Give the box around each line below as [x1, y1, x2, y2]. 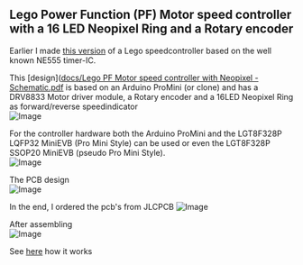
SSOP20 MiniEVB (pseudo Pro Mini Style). [9, 147, 166, 158]
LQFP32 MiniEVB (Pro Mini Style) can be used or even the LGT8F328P [9, 137, 271, 148]
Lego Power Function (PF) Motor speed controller [9, 7, 292, 23]
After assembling [9, 218, 73, 229]
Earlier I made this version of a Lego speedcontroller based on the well [9, 45, 272, 56]
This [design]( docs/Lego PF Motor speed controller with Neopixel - [9, 72, 259, 83]
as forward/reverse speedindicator [9, 101, 138, 112]
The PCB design [9, 174, 70, 185]
